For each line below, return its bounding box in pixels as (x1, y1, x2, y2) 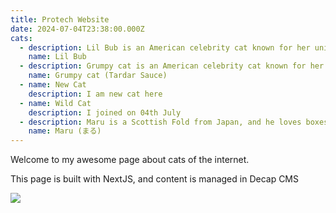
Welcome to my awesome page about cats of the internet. (10, 154, 250, 166)
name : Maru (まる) (28, 126, 102, 136)
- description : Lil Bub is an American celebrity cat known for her (19, 42, 311, 53)
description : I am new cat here (28, 89, 163, 99)
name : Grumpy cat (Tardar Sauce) (28, 71, 168, 81)
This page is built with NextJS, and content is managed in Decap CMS (10, 173, 300, 185)
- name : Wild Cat (19, 98, 92, 108)
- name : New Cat (19, 80, 87, 90)
